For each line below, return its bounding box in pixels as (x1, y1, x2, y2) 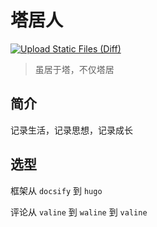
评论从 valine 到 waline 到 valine (10, 206, 148, 218)
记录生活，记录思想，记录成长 (10, 124, 133, 136)
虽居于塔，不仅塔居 (34, 63, 115, 75)
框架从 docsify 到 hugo (10, 184, 103, 196)
